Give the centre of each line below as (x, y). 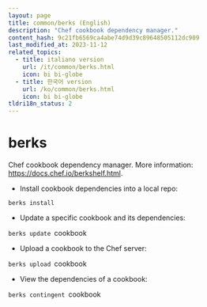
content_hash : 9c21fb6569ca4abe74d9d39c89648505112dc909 (104, 38)
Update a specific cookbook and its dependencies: (102, 218)
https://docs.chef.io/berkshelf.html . (66, 173)
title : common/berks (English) (60, 23)
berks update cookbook (47, 233)
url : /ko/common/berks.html (68, 89)
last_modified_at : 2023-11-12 (58, 45)
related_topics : (35, 52)
